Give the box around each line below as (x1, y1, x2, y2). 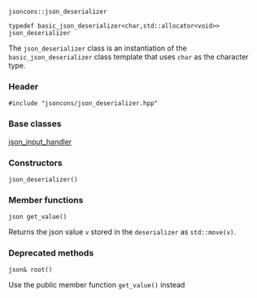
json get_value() (8, 213, 68, 221)
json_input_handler (8, 137, 72, 147)
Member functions (8, 194, 84, 205)
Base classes (8, 118, 62, 129)
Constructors (8, 157, 63, 169)
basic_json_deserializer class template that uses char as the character (8, 52, 250, 61)
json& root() (8, 265, 53, 274)
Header (8, 81, 39, 92)
